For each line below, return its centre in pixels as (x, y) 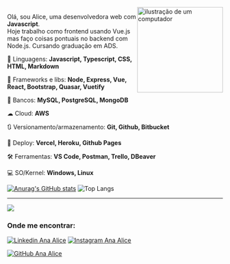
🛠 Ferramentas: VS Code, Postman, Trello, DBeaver (81, 156)
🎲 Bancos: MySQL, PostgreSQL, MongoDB (68, 100)
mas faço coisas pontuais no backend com (67, 38)
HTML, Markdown (33, 66)
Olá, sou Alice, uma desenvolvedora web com (72, 17)
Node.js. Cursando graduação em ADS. (63, 46)
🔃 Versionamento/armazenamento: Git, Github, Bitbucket (88, 127)
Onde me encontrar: (41, 225)
